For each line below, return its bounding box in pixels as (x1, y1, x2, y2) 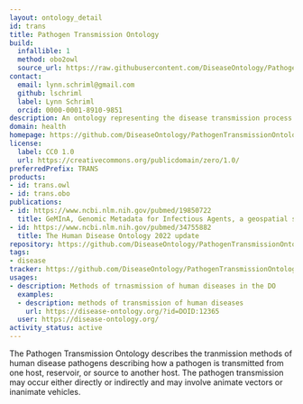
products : (9, 172, 47, 181)
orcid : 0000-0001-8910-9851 (17, 106, 124, 115)
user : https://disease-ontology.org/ (17, 315, 160, 325)
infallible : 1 (17, 47, 70, 56)
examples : (17, 289, 54, 298)
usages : (9, 273, 39, 282)
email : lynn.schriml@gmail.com (17, 80, 135, 89)
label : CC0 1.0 (17, 147, 75, 156)
